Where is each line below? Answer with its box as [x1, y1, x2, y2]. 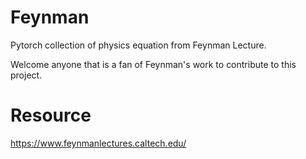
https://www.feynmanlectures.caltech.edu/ [10, 137, 187, 149]
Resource [10, 104, 92, 127]
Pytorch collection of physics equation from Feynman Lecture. [10, 39, 267, 51]
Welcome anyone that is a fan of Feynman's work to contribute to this [10, 58, 297, 70]
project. [10, 69, 43, 81]
